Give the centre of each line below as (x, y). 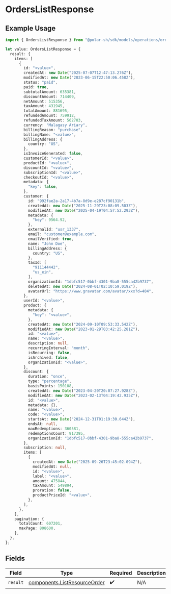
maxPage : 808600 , (37, 528)
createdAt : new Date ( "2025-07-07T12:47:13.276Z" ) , (78, 73)
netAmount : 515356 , (44, 101)
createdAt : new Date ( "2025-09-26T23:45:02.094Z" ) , (87, 462)
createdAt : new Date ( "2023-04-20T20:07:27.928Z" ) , (83, 391)
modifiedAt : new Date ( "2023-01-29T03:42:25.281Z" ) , (84, 329)
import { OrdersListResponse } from (44, 40)
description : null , (49, 343)
